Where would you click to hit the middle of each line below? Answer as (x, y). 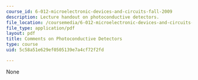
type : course (22, 45)
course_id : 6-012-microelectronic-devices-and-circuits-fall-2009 (89, 11)
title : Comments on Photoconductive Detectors (64, 39)
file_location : (25, 22)
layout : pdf (21, 34)
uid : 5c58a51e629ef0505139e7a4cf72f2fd (55, 50)
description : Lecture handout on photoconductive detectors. (83, 17)
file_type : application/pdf (41, 28)
